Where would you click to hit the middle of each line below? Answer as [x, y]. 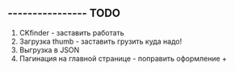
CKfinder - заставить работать [71, 32]
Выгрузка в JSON [49, 50]
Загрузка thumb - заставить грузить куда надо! [101, 41]
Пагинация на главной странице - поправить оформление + [123, 58]
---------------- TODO [64, 13]
